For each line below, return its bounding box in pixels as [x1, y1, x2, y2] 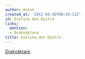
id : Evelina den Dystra [5, 16, 55, 21]
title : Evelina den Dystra [5, 35, 61, 40]
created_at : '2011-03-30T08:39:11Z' [5, 12, 81, 17]
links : [5, 21, 19, 26]
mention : [9, 26, 28, 31]
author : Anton [5, 7, 35, 12]
